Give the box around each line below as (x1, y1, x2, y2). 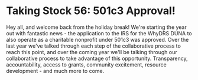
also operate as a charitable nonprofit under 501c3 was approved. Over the (6, 36, 189, 43)
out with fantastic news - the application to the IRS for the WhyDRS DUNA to (6, 29, 192, 36)
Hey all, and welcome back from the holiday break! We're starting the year (6, 24, 187, 31)
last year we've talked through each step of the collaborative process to (6, 42, 181, 49)
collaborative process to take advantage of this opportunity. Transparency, (6, 55, 188, 62)
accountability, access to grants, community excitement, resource (6, 61, 167, 68)
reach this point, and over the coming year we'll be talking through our (6, 48, 177, 55)
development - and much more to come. (6, 67, 105, 74)
